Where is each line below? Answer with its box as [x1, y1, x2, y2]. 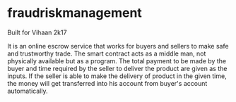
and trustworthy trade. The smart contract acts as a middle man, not [7, 49, 206, 58]
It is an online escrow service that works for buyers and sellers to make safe [7, 42, 229, 50]
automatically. [7, 87, 48, 95]
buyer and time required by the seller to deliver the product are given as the [7, 64, 228, 72]
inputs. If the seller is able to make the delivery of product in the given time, [7, 72, 228, 80]
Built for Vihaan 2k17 [7, 28, 67, 37]
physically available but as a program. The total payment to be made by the [7, 56, 227, 65]
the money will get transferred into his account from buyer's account [7, 79, 208, 87]
